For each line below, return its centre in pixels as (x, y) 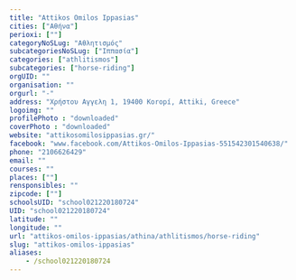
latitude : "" (34, 219)
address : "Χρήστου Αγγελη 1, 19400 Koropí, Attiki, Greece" (125, 102)
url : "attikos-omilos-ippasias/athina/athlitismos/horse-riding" (134, 236)
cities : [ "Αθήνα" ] (44, 26)
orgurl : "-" (32, 93)
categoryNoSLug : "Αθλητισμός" (66, 43)
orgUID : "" (30, 77)
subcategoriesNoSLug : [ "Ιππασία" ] (74, 51)
